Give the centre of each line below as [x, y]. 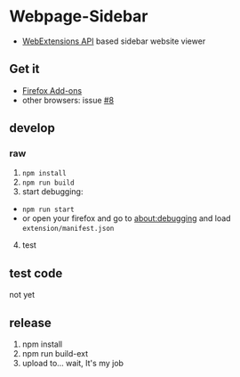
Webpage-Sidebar [79, 16]
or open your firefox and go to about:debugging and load [126, 218]
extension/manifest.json [68, 229]
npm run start [48, 210]
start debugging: [52, 192]
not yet [22, 295]
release [30, 323]
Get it [24, 69]
